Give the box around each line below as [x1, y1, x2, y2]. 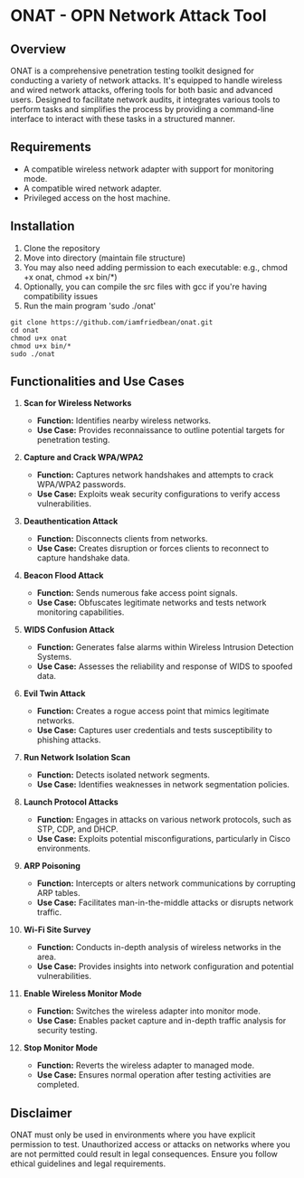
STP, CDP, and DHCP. [36, 824, 119, 834]
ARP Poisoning [23, 861, 81, 872]
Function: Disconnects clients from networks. [36, 533, 208, 544]
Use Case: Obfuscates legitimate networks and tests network [36, 598, 267, 608]
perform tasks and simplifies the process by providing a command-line [10, 104, 274, 114]
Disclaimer [10, 1105, 72, 1121]
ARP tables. [36, 888, 81, 899]
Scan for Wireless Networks [23, 398, 132, 409]
